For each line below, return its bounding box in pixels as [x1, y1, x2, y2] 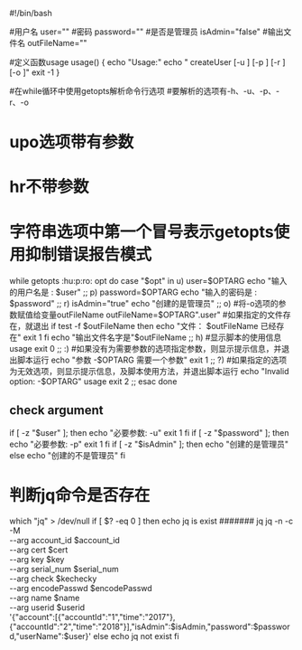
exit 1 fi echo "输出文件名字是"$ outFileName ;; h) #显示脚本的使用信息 [23, 332, 282, 343]
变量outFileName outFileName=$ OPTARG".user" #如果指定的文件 [40, 309, 284, 320]
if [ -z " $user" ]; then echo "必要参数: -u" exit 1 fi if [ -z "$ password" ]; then [9, 428, 289, 438]
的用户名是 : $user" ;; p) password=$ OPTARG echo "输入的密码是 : [9, 287, 257, 297]
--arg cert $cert [9, 544, 69, 555]
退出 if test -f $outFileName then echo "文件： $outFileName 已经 [32, 321, 277, 332]
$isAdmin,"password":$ [170, 621, 259, 632]
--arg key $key [9, 554, 65, 565]
